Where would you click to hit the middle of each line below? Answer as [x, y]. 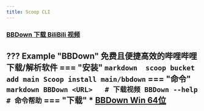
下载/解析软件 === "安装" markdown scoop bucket [101, 67]
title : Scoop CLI [28, 12]
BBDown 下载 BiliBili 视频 [43, 34]
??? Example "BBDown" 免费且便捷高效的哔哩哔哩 [102, 56]
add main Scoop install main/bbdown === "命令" [99, 79]
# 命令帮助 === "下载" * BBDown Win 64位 [86, 100]
